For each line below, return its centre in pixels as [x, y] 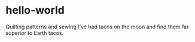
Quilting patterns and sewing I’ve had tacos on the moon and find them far [97, 27]
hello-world [35, 10]
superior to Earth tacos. [35, 33]
